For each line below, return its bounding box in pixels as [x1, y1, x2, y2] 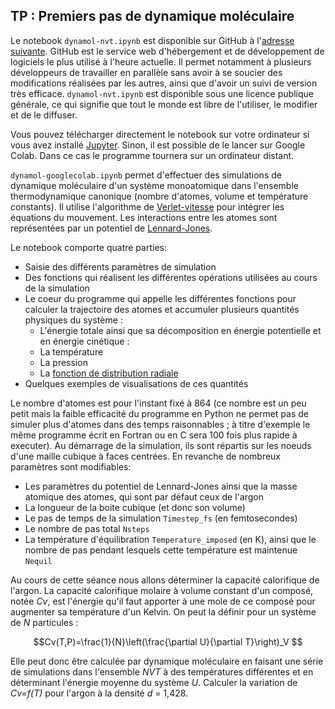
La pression [39, 356, 88, 368]
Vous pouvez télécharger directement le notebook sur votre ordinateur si [10, 128, 310, 140]
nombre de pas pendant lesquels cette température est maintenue [24, 544, 298, 556]
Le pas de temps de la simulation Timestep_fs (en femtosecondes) [24, 512, 298, 524]
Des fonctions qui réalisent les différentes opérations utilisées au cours [24, 271, 318, 283]
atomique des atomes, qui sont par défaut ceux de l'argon [24, 490, 264, 503]
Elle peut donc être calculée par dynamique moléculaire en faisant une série [10, 655, 324, 667]
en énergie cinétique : [39, 335, 130, 347]
